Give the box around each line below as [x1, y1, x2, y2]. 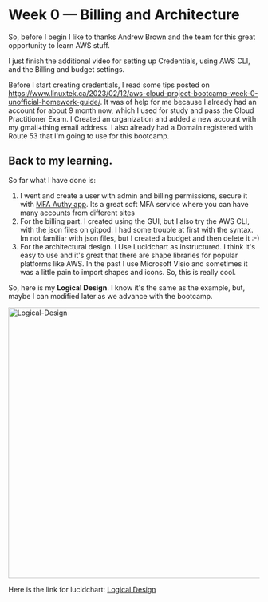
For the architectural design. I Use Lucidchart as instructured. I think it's [19, 241, 256, 251]
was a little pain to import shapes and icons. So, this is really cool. [19, 267, 237, 277]
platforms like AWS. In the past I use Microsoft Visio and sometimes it [19, 258, 249, 269]
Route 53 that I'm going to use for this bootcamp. [8, 130, 170, 141]
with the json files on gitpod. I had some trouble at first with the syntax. [19, 225, 254, 234]
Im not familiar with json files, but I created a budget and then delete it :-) [19, 233, 260, 243]
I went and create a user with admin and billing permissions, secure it [19, 190, 248, 201]
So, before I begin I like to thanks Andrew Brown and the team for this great [8, 32, 256, 42]
